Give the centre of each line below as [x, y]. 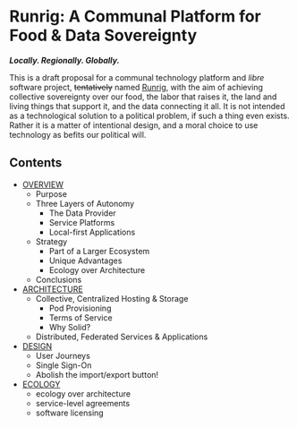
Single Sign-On [64, 365]
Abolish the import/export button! [97, 374]
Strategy [51, 241]
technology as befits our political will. [78, 134]
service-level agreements [83, 403]
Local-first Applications [92, 232]
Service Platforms [82, 222]
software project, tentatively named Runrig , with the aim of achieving [136, 87]
